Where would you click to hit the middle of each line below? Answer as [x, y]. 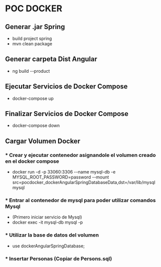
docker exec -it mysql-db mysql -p [48, 222]
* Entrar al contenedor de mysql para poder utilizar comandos [80, 201]
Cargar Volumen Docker [43, 141]
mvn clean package [32, 44]
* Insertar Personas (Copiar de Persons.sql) [59, 259]
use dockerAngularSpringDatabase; [48, 246]
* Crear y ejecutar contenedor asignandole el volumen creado [80, 155]
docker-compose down [36, 125]
